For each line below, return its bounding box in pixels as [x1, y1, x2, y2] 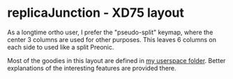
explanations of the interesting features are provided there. [7, 64, 176, 72]
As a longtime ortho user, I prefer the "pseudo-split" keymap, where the [7, 28, 213, 36]
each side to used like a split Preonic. [7, 43, 114, 51]
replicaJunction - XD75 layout [7, 5, 185, 21]
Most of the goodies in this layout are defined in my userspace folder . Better [7, 56, 226, 64]
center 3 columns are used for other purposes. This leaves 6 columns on [7, 35, 216, 43]
